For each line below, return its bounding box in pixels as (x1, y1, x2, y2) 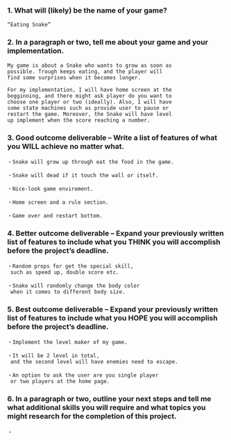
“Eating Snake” (7, 22, 51, 28)
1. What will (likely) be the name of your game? (7, 6, 168, 15)
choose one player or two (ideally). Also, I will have (7, 98, 172, 106)
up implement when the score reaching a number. (7, 117, 151, 124)
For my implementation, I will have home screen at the (7, 86, 172, 93)
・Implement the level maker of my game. (7, 339, 128, 346)
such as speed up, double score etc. (10, 269, 119, 276)
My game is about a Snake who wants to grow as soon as (7, 62, 172, 69)
